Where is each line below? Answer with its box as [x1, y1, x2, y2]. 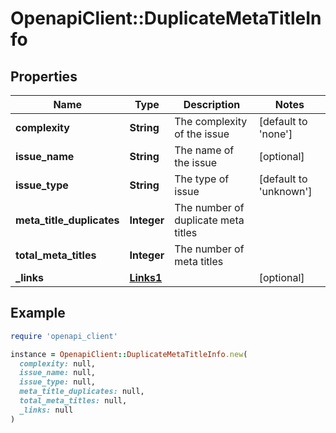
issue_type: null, [19, 377, 97, 387]
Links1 [129, 271, 163, 284]
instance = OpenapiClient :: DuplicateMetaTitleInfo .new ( [10, 349, 248, 359]
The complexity [174, 115, 248, 128]
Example [10, 305, 66, 322]
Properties [10, 68, 78, 85]
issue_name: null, [19, 368, 97, 378]
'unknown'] [258, 185, 313, 198]
